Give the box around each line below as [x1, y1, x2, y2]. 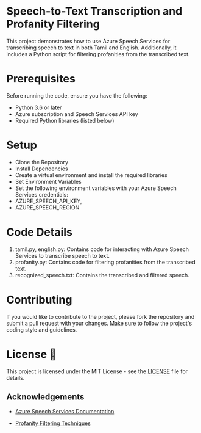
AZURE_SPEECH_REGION [15, 203, 80, 211]
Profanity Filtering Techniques [15, 420, 91, 427]
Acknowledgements [6, 392, 85, 402]
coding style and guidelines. [6, 326, 77, 333]
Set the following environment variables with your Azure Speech [15, 184, 177, 192]
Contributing [6, 293, 72, 307]
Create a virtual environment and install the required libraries [15, 171, 167, 178]
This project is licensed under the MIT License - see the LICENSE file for [6, 368, 188, 375]
